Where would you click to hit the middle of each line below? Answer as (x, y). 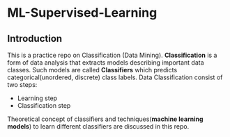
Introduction (35, 39)
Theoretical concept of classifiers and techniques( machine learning (105, 119)
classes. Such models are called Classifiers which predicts (92, 70)
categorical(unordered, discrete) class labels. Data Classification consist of (115, 77)
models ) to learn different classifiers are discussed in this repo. (98, 126)
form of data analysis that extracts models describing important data (106, 63)
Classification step (44, 105)
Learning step (37, 98)
